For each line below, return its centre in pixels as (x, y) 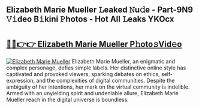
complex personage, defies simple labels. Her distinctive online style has (96, 68)
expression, (21, 81)
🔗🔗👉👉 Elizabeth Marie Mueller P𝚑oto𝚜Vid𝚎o (94, 44)
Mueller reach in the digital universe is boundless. (67, 99)
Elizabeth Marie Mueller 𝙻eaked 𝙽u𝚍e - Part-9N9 (100, 10)
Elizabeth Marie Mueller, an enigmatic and (123, 61)
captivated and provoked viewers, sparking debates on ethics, (83, 74)
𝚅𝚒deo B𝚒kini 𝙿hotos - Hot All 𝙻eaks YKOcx (90, 19)
